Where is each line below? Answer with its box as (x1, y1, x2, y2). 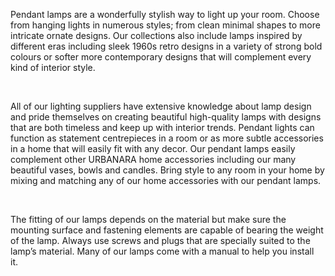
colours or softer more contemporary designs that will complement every (10, 51, 312, 63)
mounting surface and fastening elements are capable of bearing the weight (10, 224, 324, 236)
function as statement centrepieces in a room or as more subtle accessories (10, 132, 324, 144)
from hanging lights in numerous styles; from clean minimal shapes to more (10, 19, 321, 31)
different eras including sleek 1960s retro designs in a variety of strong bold (10, 40, 323, 52)
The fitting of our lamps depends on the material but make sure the (10, 214, 287, 225)
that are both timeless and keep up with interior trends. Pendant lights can (10, 122, 315, 133)
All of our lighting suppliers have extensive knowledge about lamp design (10, 100, 312, 112)
